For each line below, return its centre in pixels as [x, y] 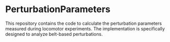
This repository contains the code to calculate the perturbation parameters [83, 23]
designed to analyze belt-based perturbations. [54, 34]
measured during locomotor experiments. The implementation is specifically [85, 28]
